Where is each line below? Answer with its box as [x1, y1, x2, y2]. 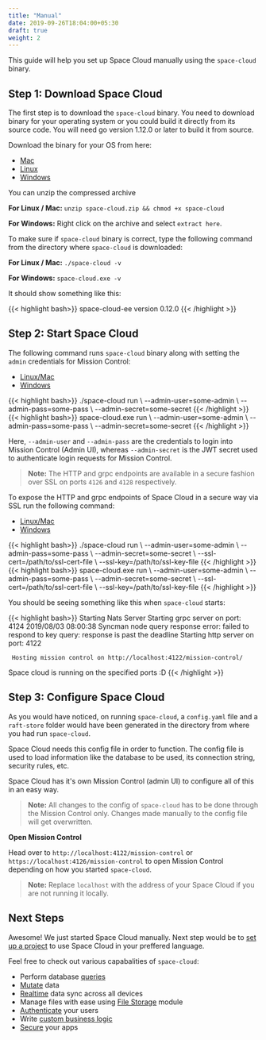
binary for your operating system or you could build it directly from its [8, 117, 236, 126]
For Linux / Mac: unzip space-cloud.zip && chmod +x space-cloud [8, 203, 225, 213]
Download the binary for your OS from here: [8, 141, 152, 150]
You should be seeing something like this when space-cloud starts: [8, 597, 226, 607]
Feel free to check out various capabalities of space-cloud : [8, 956, 200, 965]
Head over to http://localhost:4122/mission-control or [8, 847, 193, 857]
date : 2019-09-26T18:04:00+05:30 [8, 19, 119, 27]
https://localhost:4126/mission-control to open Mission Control [8, 856, 224, 865]
